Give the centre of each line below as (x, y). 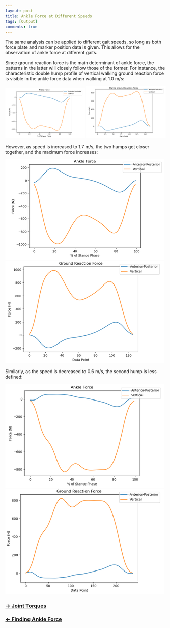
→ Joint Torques (26, 606)
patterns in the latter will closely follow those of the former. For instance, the (85, 68)
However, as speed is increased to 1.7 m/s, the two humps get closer (77, 147)
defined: (14, 377)
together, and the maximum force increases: (52, 152)
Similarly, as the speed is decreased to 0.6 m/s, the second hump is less (81, 371)
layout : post (19, 11)
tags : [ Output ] (21, 21)
